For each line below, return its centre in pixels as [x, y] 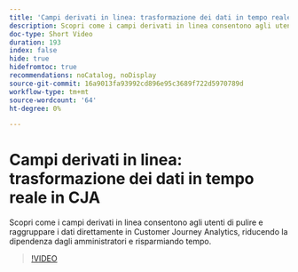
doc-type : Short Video [51, 34]
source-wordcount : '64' [53, 100]
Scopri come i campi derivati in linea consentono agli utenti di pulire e [136, 222]
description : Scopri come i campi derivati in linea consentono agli [141, 26]
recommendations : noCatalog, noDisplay [83, 76]
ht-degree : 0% [35, 108]
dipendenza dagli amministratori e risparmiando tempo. [110, 242]
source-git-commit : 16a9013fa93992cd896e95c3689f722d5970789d [126, 84]
